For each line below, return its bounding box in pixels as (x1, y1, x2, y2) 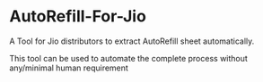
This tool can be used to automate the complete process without (9, 53, 249, 63)
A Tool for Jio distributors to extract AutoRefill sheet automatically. (9, 36, 255, 46)
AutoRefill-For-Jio (9, 6, 146, 27)
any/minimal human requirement (9, 62, 128, 73)
